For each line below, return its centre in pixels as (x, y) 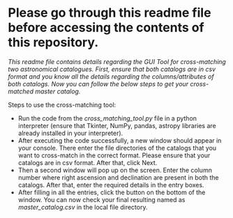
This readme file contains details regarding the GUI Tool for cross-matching (117, 61)
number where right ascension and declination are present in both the (118, 177)
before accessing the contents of (106, 28)
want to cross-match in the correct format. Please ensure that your (114, 155)
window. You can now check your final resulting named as (102, 199)
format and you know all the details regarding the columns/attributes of (111, 76)
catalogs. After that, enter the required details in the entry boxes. (111, 185)
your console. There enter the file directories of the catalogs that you (117, 148)
